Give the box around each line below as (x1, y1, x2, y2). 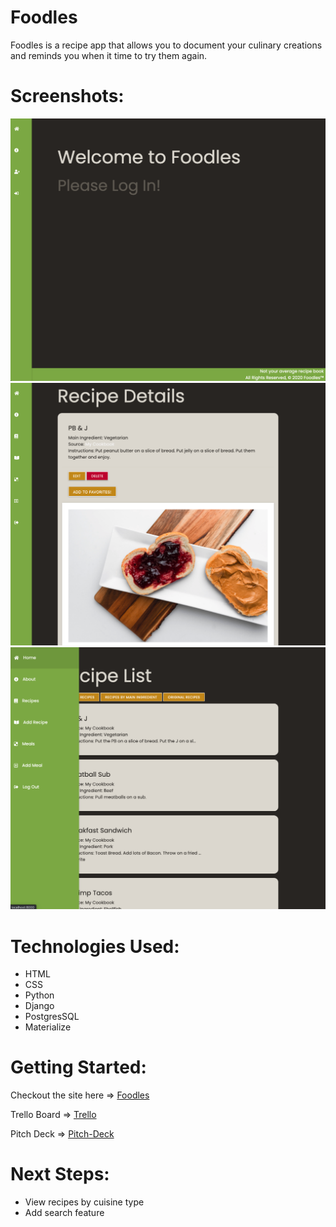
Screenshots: (10, 85, 125, 108)
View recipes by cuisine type (24, 1196, 145, 1208)
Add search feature (24, 1207, 105, 1219)
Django (24, 1000, 55, 1012)
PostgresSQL (24, 1011, 80, 1023)
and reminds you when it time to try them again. (10, 49, 208, 61)
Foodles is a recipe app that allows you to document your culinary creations (10, 39, 323, 51)
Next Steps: (10, 1163, 110, 1186)
